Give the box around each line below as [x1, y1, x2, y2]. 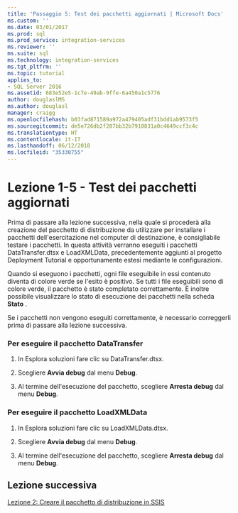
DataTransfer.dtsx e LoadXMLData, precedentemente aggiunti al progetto [7, 248, 222, 256]
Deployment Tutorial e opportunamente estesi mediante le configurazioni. [7, 255, 223, 264]
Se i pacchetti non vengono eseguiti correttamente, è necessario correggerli [7, 313, 231, 321]
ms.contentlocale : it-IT [7, 136, 81, 143]
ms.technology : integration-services [7, 57, 119, 64]
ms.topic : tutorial [7, 70, 65, 77]
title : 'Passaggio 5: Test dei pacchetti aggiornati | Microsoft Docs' [7, 10, 224, 18]
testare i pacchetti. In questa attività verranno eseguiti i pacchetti [7, 241, 198, 249]
